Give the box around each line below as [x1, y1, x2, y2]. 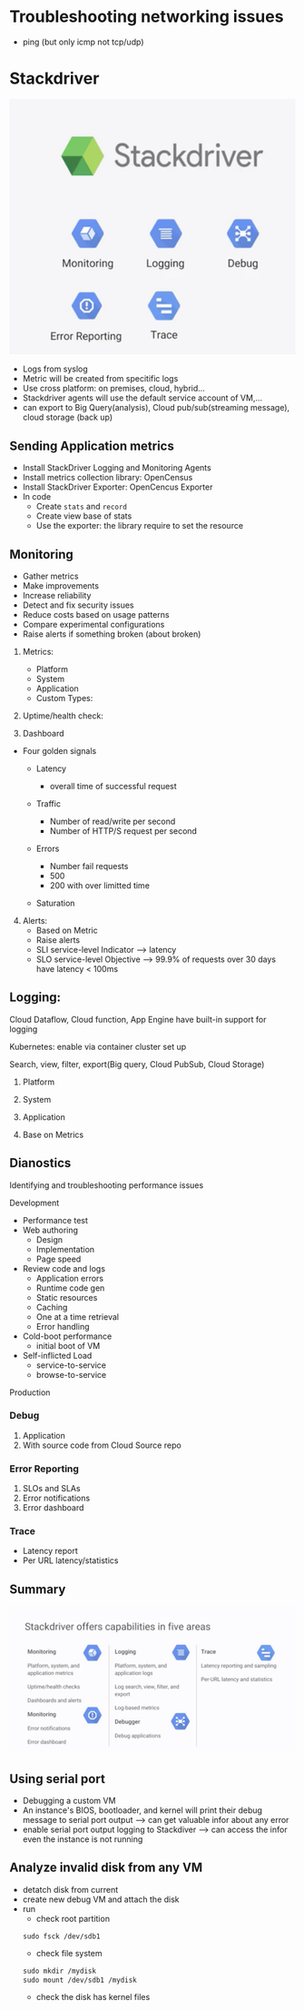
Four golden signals [22, 745, 97, 756]
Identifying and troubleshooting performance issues [9, 1179, 204, 1191]
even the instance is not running [22, 1833, 143, 1845]
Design [35, 1233, 64, 1245]
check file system [35, 1947, 103, 1958]
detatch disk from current [22, 1884, 119, 1895]
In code [22, 491, 52, 502]
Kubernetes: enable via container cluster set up [9, 1041, 187, 1052]
